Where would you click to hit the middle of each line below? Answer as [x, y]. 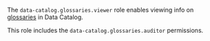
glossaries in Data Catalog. [45, 17]
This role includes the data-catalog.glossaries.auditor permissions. [105, 30]
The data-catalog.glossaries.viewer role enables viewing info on [101, 10]
